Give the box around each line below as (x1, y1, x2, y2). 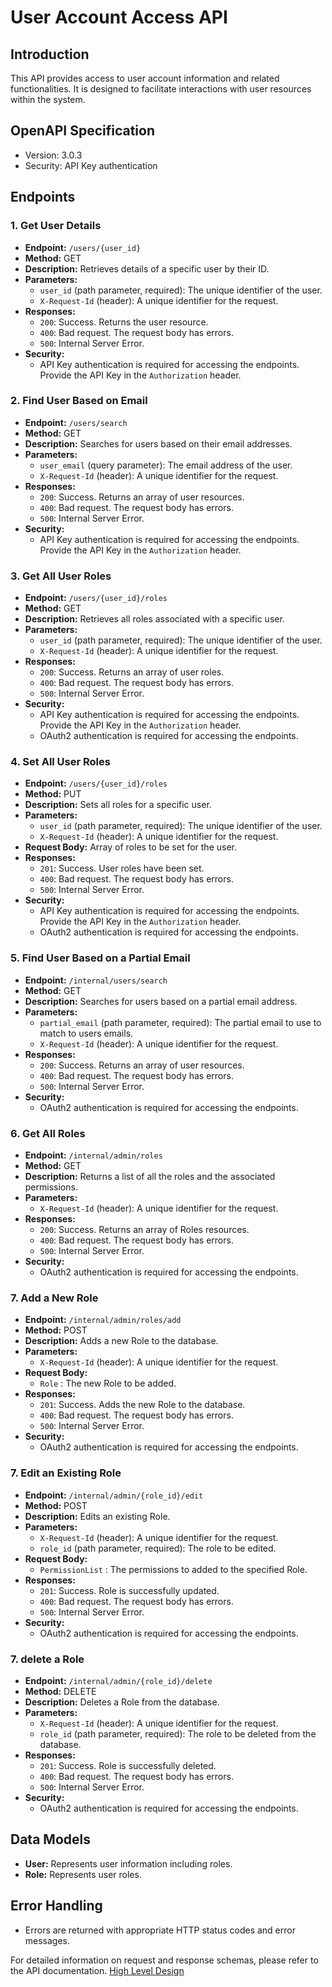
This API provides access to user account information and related (10, 72, 280, 84)
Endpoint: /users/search (24, 416, 128, 428)
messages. (24, 1934, 71, 1946)
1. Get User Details (10, 219, 102, 233)
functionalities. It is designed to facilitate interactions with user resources (10, 83, 312, 95)
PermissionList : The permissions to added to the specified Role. (39, 1563, 308, 1575)
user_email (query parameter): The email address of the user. (39, 459, 293, 471)
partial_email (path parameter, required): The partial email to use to (39, 1016, 322, 1028)
